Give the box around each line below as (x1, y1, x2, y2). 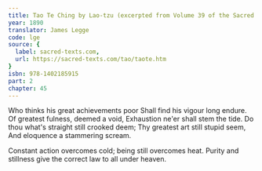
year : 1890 (8, 19, 44, 27)
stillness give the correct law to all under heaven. (8, 155, 167, 164)
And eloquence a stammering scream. (8, 131, 132, 140)
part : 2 (8, 77, 34, 85)
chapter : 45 (8, 84, 47, 93)
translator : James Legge (8, 26, 89, 34)
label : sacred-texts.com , (15, 48, 100, 56)
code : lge (8, 33, 41, 42)
